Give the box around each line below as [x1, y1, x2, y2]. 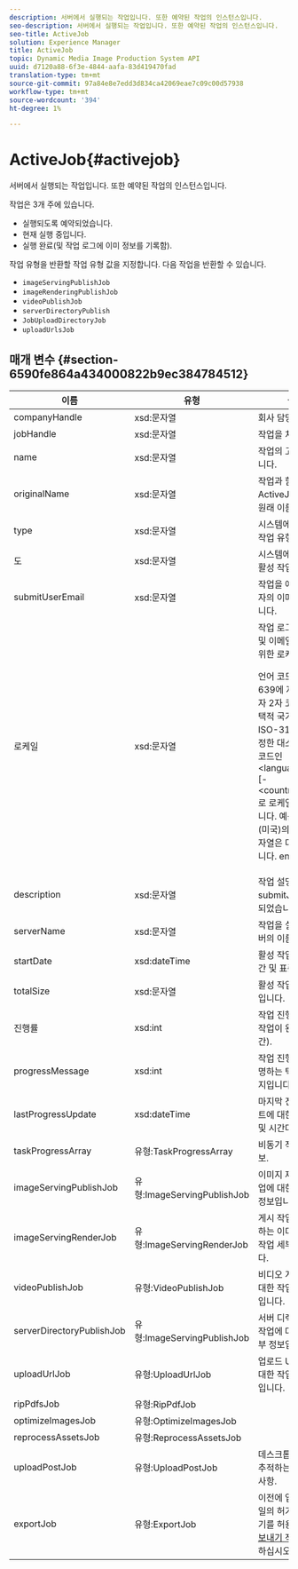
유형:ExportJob [134, 1518, 197, 1530]
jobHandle [13, 428, 57, 440]
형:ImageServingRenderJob [134, 1239, 248, 1250]
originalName [13, 487, 70, 500]
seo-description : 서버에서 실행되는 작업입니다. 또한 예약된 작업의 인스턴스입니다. [9, 21, 279, 30]
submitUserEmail [13, 591, 85, 603]
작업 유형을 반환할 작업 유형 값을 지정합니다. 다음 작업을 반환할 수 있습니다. [9, 259, 267, 270]
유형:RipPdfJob [134, 1399, 197, 1410]
